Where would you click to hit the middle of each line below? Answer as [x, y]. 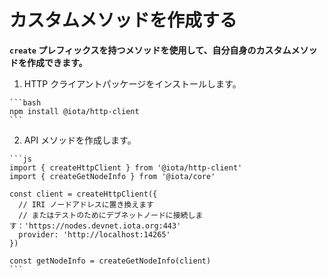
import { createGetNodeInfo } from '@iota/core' [112, 176]
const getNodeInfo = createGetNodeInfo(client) [110, 261]
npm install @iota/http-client [74, 111]
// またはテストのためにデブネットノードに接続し [107, 215]
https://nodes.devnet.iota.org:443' [105, 226]
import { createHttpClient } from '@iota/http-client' [126, 167]
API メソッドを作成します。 [80, 140]
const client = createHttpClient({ [83, 194]
